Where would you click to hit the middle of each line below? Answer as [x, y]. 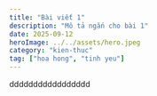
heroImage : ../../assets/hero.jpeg [75, 42]
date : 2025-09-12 [41, 34]
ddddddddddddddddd [50, 84]
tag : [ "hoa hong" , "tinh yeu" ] [67, 59]
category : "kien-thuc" [51, 51]
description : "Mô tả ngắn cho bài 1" [79, 26]
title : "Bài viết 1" [47, 17]
